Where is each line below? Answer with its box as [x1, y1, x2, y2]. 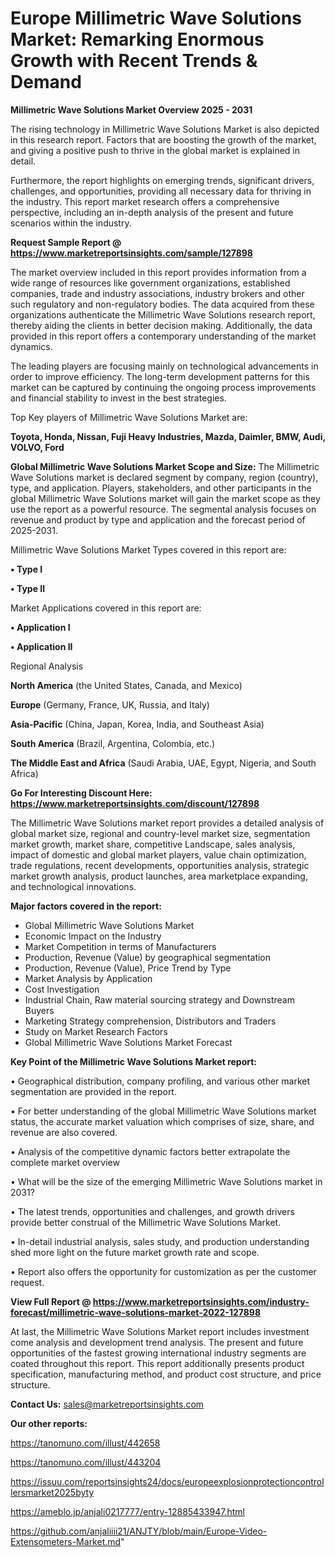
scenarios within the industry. [10, 217, 132, 229]
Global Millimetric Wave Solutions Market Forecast [24, 1036, 233, 1048]
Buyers [24, 1004, 55, 1016]
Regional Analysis [10, 660, 84, 672]
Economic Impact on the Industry [24, 930, 162, 942]
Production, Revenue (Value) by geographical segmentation [24, 951, 272, 963]
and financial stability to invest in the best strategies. [10, 392, 227, 404]
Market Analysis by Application [24, 972, 153, 984]
